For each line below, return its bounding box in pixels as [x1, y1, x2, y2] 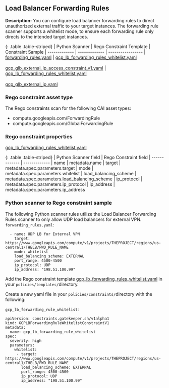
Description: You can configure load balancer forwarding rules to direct [5, 17, 155, 23]
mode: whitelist [14, 249, 49, 254]
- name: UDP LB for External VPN [10, 231, 80, 237]
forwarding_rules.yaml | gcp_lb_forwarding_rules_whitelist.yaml [5, 54, 137, 60]
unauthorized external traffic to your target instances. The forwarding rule [5, 23, 159, 29]
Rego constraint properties [5, 133, 73, 140]
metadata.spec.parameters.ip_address [5, 187, 85, 193]
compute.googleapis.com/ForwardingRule [12, 115, 100, 121]
